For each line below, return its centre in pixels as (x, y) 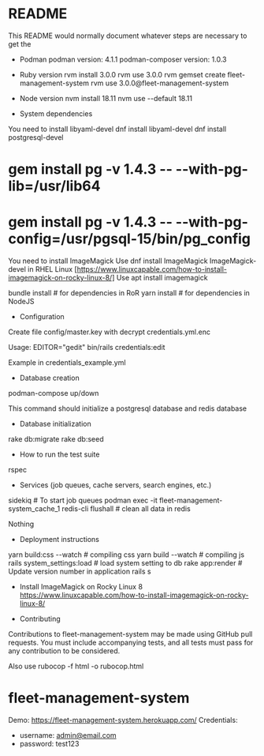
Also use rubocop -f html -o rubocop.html (76, 666)
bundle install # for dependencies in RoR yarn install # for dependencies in (129, 293)
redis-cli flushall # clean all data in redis (126, 509)
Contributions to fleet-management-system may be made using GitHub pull (130, 634)
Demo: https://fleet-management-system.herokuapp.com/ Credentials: (123, 720)
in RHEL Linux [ (52, 269)
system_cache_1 (34, 509)
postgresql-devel (36, 137)
